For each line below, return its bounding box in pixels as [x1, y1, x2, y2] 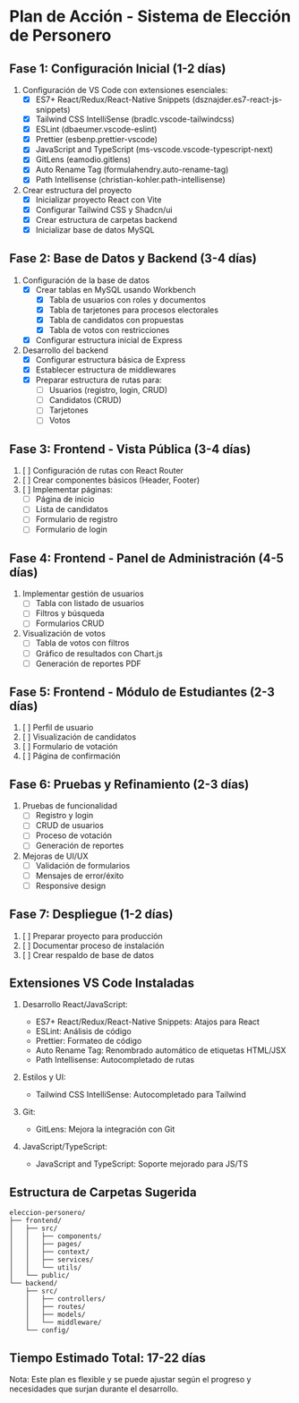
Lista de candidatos [35, 504, 109, 515]
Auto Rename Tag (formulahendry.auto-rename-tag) [35, 164, 229, 175]
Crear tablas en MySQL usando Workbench [35, 284, 197, 295]
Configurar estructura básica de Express [35, 354, 186, 364]
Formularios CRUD [35, 618, 105, 629]
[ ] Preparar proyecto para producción [21, 930, 163, 941]
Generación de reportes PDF [35, 658, 141, 669]
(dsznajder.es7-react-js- [192, 94, 283, 105]
